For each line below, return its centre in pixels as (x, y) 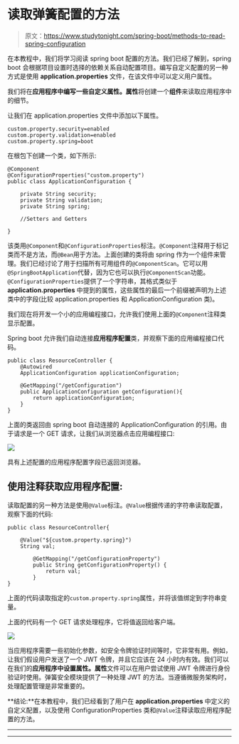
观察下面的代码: (30, 514)
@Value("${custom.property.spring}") (76, 540)
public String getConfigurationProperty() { (100, 565)
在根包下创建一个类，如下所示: (52, 155)
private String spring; (55, 206)
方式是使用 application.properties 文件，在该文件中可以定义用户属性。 (111, 76)
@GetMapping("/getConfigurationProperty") (97, 559)
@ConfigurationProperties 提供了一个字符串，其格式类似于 (92, 281)
